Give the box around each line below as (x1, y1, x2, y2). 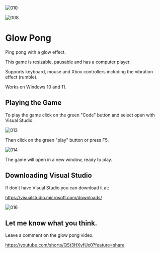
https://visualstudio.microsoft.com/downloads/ (5, 194, 102, 200)
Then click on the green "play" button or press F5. (5, 137, 109, 143)
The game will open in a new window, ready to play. (5, 156, 112, 162)
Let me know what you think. (5, 219, 98, 227)
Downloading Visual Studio (5, 171, 92, 180)
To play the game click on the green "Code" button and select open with (5, 112, 155, 118)
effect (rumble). (5, 74, 38, 80)
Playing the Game (5, 99, 62, 107)
